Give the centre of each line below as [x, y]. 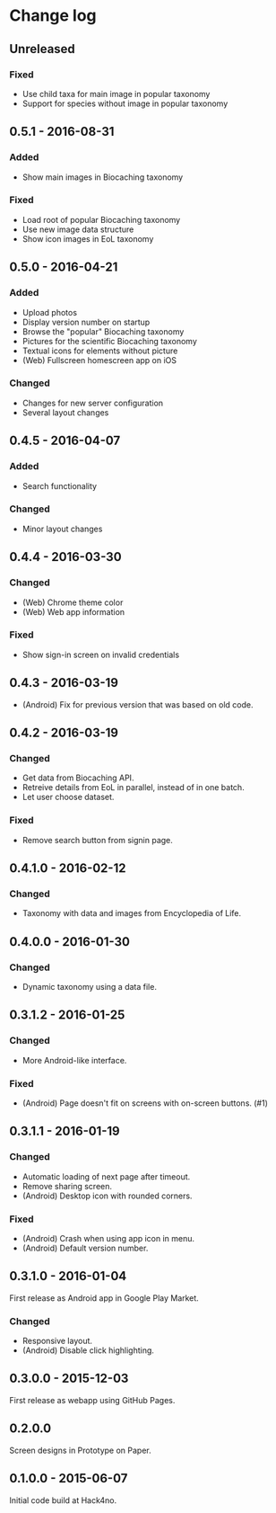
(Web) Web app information [73, 611]
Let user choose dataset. [68, 797]
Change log [53, 16]
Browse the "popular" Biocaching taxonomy [103, 331]
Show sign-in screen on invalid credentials [101, 654]
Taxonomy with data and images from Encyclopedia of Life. [132, 913]
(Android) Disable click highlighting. [88, 1350]
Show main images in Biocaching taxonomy [103, 177]
